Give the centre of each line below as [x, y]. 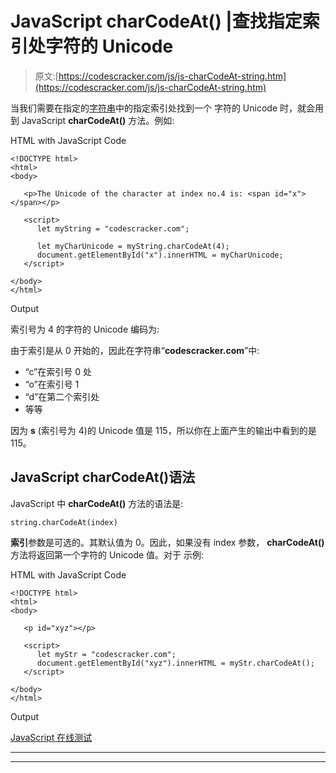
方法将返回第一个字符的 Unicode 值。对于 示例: [107, 554]
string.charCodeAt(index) [64, 522]
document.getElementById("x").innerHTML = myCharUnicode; [160, 255]
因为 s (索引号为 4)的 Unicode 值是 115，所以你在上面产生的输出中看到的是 [163, 430]
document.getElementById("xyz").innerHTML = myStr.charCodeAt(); [175, 663]
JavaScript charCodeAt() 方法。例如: [98, 120]
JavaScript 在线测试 [51, 737]
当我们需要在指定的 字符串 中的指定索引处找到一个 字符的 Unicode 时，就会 [163, 108]
